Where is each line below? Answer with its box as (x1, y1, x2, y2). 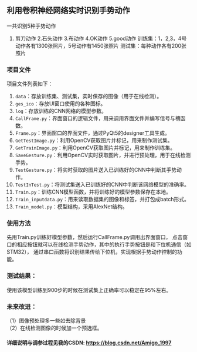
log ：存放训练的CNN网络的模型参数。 (15, 108, 107, 115)
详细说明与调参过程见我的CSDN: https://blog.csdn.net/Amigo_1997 (6, 339, 172, 346)
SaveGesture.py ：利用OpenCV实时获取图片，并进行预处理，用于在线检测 (15, 152, 191, 159)
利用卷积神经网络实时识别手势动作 (6, 5, 130, 16)
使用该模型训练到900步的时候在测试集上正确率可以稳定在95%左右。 (6, 286, 172, 293)
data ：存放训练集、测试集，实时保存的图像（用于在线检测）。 (15, 93, 162, 100)
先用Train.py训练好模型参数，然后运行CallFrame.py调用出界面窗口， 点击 (6, 234, 183, 241)
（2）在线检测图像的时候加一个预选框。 (6, 324, 103, 331)
